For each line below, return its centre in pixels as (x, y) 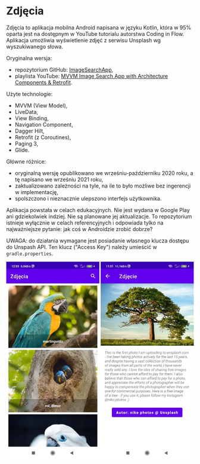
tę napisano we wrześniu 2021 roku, (59, 179)
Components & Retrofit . (43, 82)
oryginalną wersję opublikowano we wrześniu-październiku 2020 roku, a (104, 173)
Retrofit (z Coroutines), (43, 137)
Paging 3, (26, 143)
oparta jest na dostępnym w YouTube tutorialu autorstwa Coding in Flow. (95, 33)
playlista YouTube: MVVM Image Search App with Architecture (91, 76)
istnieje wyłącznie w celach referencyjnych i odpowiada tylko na (85, 223)
